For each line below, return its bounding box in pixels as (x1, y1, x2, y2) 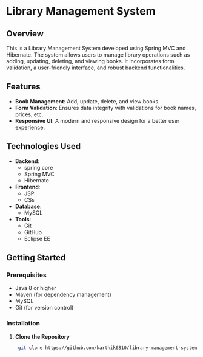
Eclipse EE (24, 235, 50, 242)
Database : (15, 203, 42, 210)
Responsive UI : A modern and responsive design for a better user (15, 117, 180, 124)
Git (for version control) (15, 304, 74, 311)
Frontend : (15, 183, 41, 190)
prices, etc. (15, 111, 44, 118)
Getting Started (6, 252, 66, 263)
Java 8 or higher (15, 285, 56, 292)
